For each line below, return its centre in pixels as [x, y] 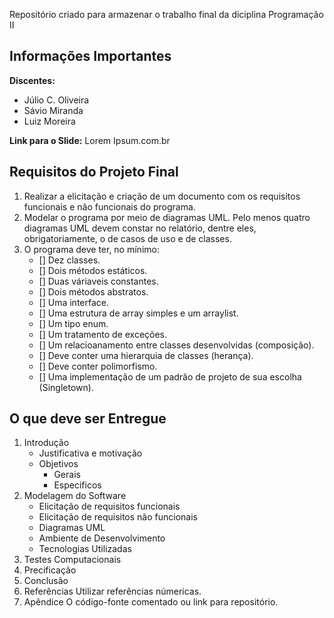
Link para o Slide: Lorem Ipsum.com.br [90, 140]
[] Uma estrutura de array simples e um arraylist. [138, 313]
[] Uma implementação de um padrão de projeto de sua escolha [170, 376]
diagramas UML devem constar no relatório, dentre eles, [140, 228]
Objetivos [58, 464]
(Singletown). [66, 387]
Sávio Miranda [53, 110]
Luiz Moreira [49, 121]
